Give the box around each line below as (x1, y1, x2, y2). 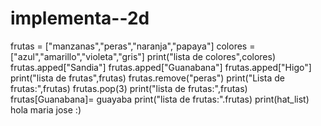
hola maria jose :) (10, 103, 82, 116)
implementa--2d (10, 7, 150, 30)
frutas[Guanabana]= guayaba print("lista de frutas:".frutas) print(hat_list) (10, 93, 310, 105)
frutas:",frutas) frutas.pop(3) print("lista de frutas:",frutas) (10, 82, 248, 94)
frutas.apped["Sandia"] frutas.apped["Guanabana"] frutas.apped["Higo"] (10, 61, 312, 73)
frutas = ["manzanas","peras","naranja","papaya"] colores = (10, 40, 256, 52)
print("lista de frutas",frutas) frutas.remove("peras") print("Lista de (10, 72, 286, 84)
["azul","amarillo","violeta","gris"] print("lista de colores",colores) (10, 50, 277, 62)
